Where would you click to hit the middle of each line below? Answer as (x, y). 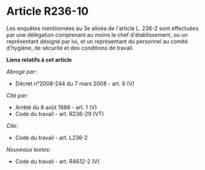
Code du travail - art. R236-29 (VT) (59, 114)
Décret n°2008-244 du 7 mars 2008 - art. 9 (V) (75, 83)
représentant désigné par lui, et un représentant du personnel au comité (97, 41)
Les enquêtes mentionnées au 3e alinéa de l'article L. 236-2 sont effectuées (102, 28)
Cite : (12, 126)
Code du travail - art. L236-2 (51, 137)
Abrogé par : (21, 71)
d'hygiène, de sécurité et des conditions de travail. (70, 48)
